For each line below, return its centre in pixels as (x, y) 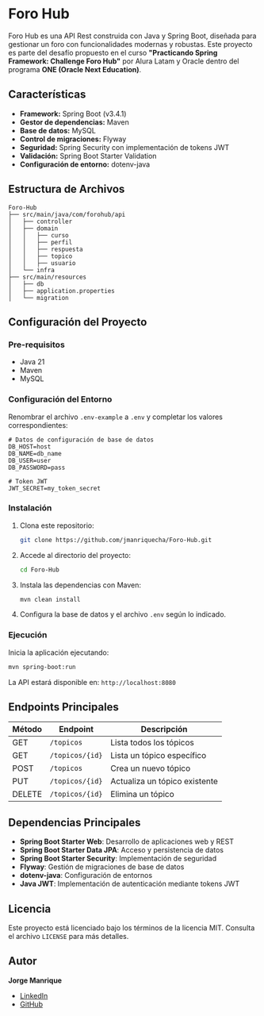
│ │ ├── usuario (42, 263)
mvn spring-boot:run (42, 667)
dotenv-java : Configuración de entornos (86, 876)
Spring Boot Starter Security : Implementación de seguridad (118, 859)
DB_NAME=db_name (35, 453)
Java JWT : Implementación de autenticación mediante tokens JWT (130, 884)
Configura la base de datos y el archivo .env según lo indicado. (123, 614)
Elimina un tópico (142, 795)
